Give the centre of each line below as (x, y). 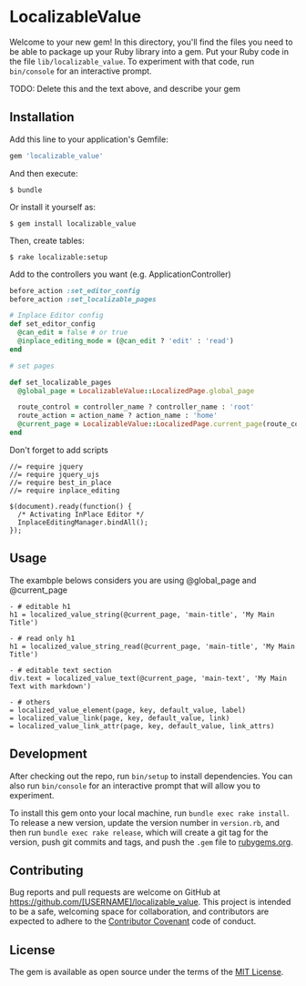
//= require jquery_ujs (55, 474)
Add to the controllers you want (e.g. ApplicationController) (121, 274)
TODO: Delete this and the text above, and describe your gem (125, 88)
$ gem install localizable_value (73, 224)
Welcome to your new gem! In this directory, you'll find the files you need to (151, 42)
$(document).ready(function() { (71, 506)
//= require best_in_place (61, 483)
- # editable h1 (40, 606)
